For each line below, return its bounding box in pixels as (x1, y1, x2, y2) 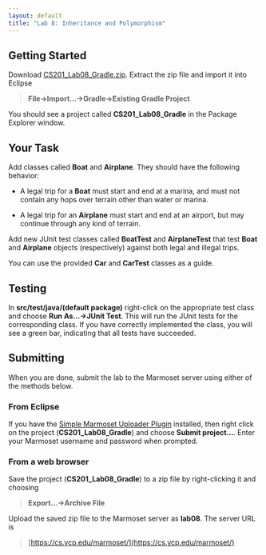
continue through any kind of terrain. (19, 219, 141, 229)
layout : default (8, 11, 62, 20)
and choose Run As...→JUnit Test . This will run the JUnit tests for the (8, 311, 238, 321)
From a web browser (8, 456, 89, 467)
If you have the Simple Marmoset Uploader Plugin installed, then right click (8, 419, 254, 429)
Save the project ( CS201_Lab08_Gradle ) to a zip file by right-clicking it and (8, 474, 256, 484)
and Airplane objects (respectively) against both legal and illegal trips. (8, 243, 240, 253)
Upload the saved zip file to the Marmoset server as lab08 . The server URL (8, 513, 256, 524)
